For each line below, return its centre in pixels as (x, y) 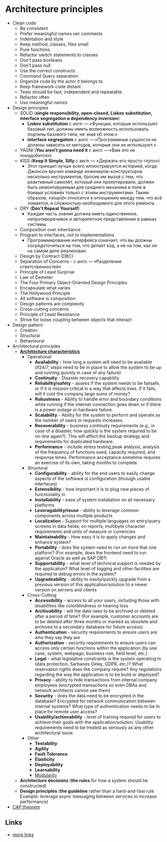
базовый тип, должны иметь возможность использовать (88, 129)
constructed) (33, 786)
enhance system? (53, 542)
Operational (39, 356)
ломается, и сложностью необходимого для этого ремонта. (91, 203)
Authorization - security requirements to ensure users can (95, 643)
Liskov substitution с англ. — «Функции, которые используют (92, 124)
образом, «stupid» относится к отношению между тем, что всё (95, 197)
